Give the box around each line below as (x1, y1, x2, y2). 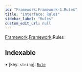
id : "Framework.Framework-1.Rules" (5, 7, 78, 12)
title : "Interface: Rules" (5, 12, 60, 17)
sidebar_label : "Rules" (5, 16, 54, 21)
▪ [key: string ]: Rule (5, 62, 46, 68)
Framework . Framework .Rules (5, 34, 64, 40)
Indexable (5, 48, 36, 57)
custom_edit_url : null (5, 21, 51, 26)
